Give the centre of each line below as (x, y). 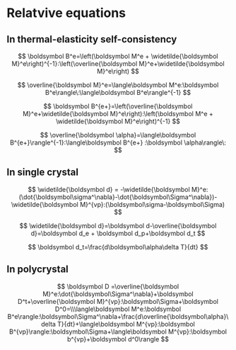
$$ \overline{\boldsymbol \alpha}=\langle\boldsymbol (118, 135)
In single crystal (43, 173)
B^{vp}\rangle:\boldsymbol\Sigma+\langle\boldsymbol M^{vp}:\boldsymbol (118, 332)
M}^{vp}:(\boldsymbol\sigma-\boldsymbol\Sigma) (152, 204)
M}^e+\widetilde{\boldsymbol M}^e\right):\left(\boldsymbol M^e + (118, 114)
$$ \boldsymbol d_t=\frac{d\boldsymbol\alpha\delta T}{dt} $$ (118, 247)
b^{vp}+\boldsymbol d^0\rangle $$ (118, 339)
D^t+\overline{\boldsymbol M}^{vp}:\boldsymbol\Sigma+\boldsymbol (118, 301)
